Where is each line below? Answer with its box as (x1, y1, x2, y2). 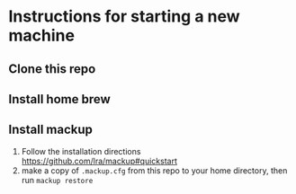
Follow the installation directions (21, 145, 141, 156)
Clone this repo (8, 61, 96, 76)
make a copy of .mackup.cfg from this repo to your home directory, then (21, 164, 288, 176)
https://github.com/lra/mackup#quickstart (21, 155, 177, 166)
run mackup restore (21, 174, 94, 185)
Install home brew (8, 92, 112, 107)
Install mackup (8, 122, 94, 137)
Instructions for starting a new (8, 6, 240, 27)
